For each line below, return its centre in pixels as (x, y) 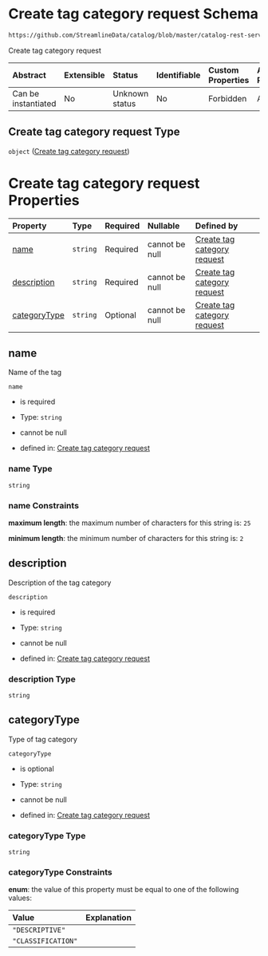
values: (20, 898)
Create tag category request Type (94, 132)
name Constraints (44, 505)
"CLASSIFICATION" (45, 941)
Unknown (131, 93)
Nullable (164, 226)
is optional (37, 768)
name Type (31, 469)
